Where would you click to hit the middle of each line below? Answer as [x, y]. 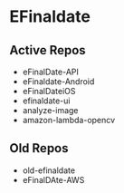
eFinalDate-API [51, 72]
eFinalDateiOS [49, 91]
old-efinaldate [48, 170]
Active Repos [48, 50]
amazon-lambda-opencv [69, 120]
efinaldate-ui [46, 101]
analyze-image [50, 110]
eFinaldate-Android [58, 82]
